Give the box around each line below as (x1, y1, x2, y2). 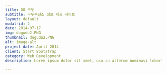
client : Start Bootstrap (5, 49, 57, 54)
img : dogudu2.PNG (5, 30, 41, 35)
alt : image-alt (5, 40, 37, 45)
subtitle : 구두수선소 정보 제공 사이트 (5, 12, 76, 17)
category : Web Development (5, 53, 61, 59)
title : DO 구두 (5, 7, 35, 12)
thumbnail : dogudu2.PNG (5, 35, 55, 40)
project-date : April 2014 (5, 44, 59, 49)
